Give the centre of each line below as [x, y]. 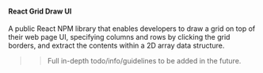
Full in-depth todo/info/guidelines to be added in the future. [144, 61]
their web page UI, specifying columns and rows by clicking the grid [119, 37]
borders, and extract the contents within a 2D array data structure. [116, 46]
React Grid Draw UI [40, 11]
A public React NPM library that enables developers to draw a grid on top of [132, 29]
